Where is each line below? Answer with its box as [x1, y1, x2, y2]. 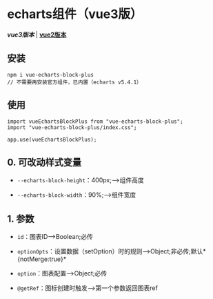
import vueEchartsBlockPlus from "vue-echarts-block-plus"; [7, 118, 184, 125]
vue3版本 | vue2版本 [7, 30, 67, 39]
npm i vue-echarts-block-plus [7, 71, 94, 78]
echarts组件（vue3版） [7, 6, 143, 22]
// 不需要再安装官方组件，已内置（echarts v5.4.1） [7, 79, 142, 86]
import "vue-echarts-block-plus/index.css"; [7, 124, 137, 131]
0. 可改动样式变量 [7, 156, 81, 168]
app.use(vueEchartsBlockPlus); [7, 136, 97, 143]
